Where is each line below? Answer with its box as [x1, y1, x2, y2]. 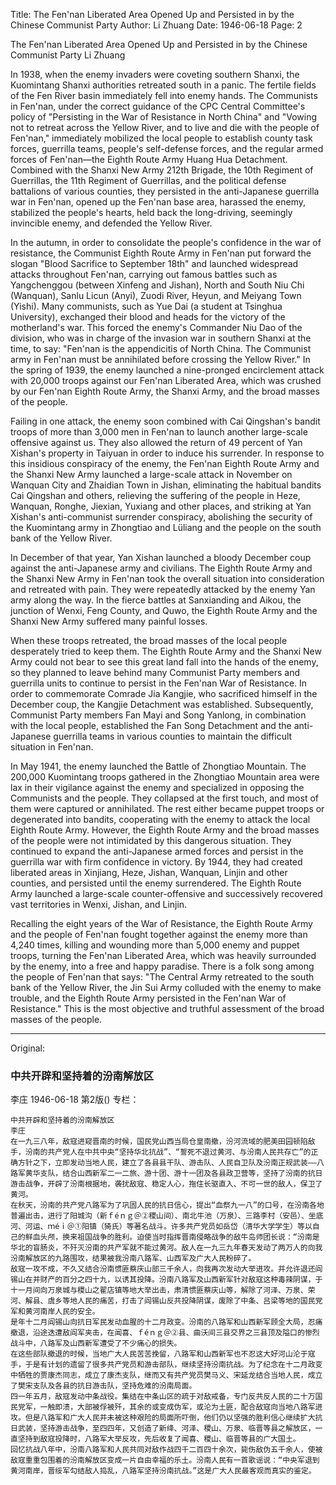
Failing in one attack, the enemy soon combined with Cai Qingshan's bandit [10, 415, 321, 427]
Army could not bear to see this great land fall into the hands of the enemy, [10, 656, 319, 668]
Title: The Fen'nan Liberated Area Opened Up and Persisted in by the [10, 9, 295, 20]
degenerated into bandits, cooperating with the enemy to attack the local [10, 814, 311, 825]
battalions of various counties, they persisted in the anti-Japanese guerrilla [10, 185, 320, 197]
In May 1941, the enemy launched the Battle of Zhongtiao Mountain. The [10, 760, 307, 772]
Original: [10, 1042, 46, 1054]
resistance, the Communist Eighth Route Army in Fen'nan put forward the [10, 247, 312, 259]
